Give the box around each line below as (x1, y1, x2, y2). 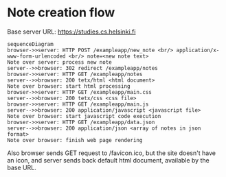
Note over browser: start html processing (7, 82, 131, 90)
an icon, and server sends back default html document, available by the (7, 156, 210, 164)
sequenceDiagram (7, 40, 54, 47)
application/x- (176, 47, 220, 54)
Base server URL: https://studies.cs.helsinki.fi (7, 27, 136, 36)
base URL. (7, 163, 36, 172)
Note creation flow (7, 5, 115, 21)
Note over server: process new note (7, 58, 112, 66)
